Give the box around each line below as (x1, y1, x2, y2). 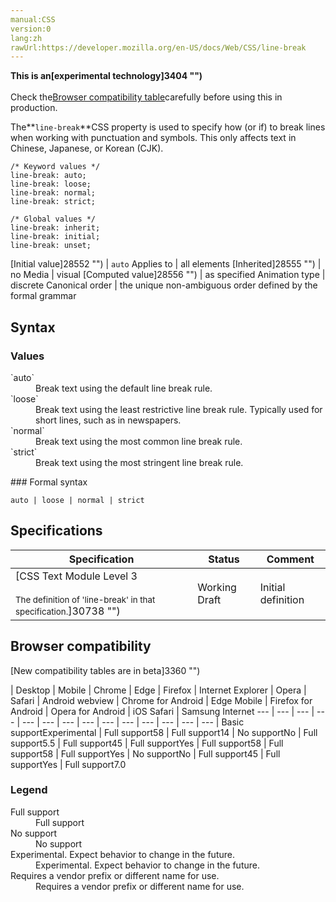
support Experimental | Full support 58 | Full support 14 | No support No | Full (10, 726, 318, 738)
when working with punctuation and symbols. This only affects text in (10, 132, 297, 144)
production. (10, 102, 58, 114)
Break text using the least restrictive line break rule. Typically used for (35, 403, 323, 415)
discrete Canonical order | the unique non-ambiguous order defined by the (10, 279, 318, 291)
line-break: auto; (10, 171, 87, 181)
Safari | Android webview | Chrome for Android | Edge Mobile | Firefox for (10, 694, 313, 706)
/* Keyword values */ (10, 162, 101, 172)
